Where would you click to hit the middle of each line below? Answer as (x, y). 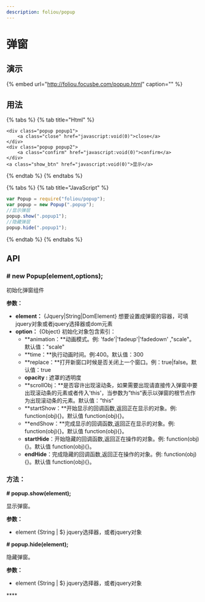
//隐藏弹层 (18, 222)
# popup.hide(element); (37, 544)
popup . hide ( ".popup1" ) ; (37, 228)
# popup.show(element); (39, 493)
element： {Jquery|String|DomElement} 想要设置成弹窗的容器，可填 (102, 316)
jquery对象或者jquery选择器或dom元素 (64, 324)
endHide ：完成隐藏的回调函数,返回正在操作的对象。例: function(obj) (110, 454)
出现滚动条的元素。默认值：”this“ (72, 401)
